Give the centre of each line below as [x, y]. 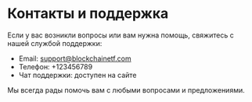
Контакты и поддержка [88, 14]
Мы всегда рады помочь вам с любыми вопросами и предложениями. [126, 90]
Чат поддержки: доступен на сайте [77, 75]
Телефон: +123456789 [56, 66]
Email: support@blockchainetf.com [75, 58]
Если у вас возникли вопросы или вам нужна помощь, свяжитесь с [121, 35]
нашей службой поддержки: [55, 43]
